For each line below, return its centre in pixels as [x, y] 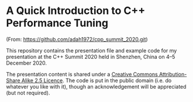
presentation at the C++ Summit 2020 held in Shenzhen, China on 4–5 [91, 57]
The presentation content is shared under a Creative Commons [82, 74]
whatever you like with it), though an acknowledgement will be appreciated [96, 86]
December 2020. [27, 63]
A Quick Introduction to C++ [76, 11]
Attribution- [173, 74]
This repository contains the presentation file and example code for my [92, 50]
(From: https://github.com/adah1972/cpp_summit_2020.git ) [77, 39]
